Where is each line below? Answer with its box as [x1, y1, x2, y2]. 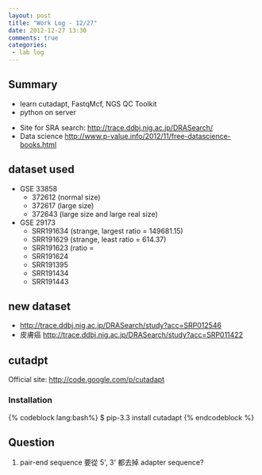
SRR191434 [31, 268, 69, 278]
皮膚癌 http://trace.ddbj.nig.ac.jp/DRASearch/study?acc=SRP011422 [19, 330, 244, 340]
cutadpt [8, 353, 48, 367]
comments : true [8, 33, 59, 42]
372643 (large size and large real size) [31, 209, 159, 218]
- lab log [11, 48, 44, 56]
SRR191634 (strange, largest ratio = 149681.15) [31, 226, 184, 235]
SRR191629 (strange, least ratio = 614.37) [31, 234, 167, 244]
